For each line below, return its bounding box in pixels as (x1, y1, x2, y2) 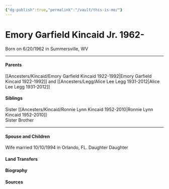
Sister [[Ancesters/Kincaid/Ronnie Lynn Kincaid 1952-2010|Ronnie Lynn (5, 106, 153, 112)
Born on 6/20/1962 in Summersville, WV (5, 46, 89, 52)
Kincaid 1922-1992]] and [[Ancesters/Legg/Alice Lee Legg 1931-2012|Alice (5, 78, 160, 84)
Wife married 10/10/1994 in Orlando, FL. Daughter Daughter (5, 144, 128, 151)
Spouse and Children (5, 133, 50, 139)
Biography (5, 167, 28, 173)
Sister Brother (5, 117, 34, 123)
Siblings (5, 95, 23, 101)
